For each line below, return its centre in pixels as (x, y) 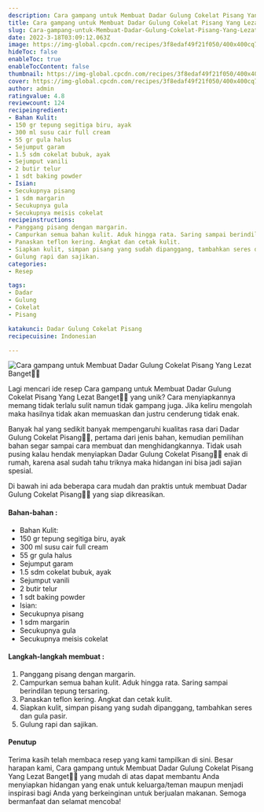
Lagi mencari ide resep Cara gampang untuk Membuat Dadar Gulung (120, 389)
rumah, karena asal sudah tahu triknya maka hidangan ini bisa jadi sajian (125, 463)
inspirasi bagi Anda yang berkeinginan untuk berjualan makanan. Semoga (127, 793)
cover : (19, 81)
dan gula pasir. (44, 715)
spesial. (21, 471)
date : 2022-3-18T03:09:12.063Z (59, 37)
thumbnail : (26, 74)
